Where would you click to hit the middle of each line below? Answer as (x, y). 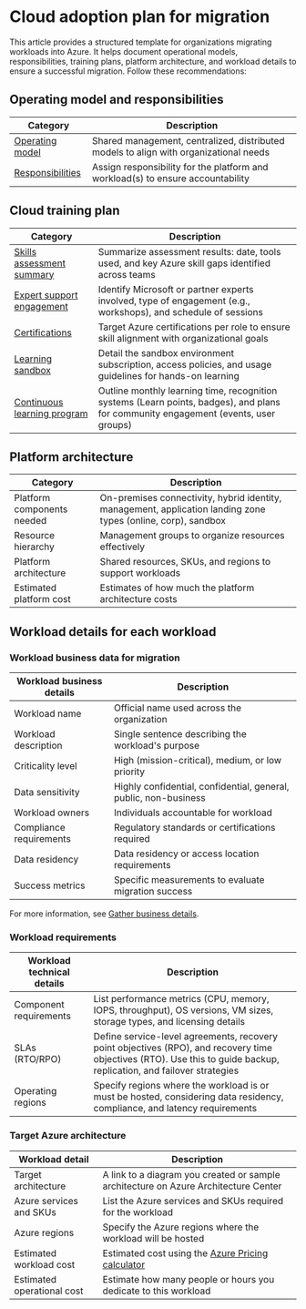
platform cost (42, 599)
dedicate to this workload (157, 1291)
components (41, 509)
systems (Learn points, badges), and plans (189, 402)
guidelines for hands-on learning (168, 375)
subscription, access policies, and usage (185, 364)
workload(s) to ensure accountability (171, 178)
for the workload (138, 1212)
